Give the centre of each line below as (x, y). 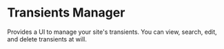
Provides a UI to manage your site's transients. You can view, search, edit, (112, 32)
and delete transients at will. (47, 39)
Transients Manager (66, 13)
